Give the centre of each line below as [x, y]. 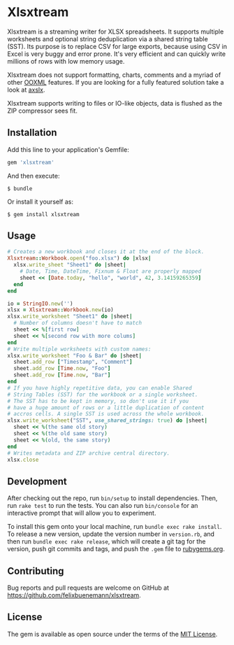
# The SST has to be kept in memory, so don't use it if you [98, 401]
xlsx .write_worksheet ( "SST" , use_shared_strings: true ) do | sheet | [108, 420]
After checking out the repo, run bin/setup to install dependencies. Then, [112, 498]
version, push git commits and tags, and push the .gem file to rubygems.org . [116, 549]
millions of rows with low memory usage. [66, 61]
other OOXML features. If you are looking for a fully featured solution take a [116, 82]
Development [37, 481]
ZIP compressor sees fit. [43, 111]
